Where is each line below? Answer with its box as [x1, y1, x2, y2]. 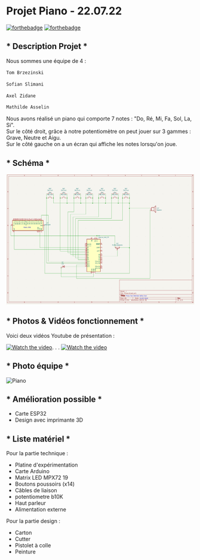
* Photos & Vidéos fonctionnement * [6, 316, 144, 326]
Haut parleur [14, 500, 47, 507]
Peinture [14, 548, 36, 555]
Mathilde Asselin [6, 104, 50, 110]
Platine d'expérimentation [14, 461, 78, 468]
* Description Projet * [6, 41, 88, 52]
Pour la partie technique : [6, 450, 69, 457]
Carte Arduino [14, 468, 50, 475]
